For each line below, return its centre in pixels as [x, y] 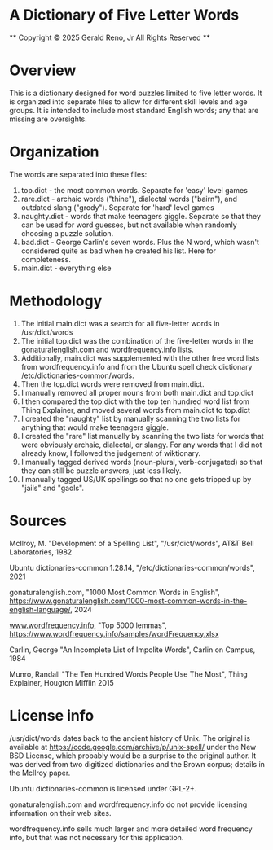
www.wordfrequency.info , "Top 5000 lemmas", [88, 625]
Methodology [56, 301]
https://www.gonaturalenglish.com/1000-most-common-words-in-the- [128, 601]
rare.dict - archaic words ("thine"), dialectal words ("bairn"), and [129, 199]
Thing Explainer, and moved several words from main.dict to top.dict [136, 410]
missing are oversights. [48, 119]
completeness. [46, 259]
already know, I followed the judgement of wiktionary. [111, 453]
